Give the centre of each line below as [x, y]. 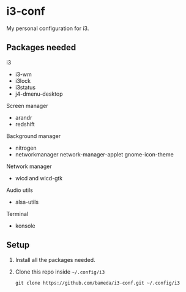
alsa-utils [27, 202]
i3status [25, 87]
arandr [24, 117]
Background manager [34, 136]
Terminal [17, 213]
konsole [25, 226]
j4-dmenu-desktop [39, 94]
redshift [25, 124]
